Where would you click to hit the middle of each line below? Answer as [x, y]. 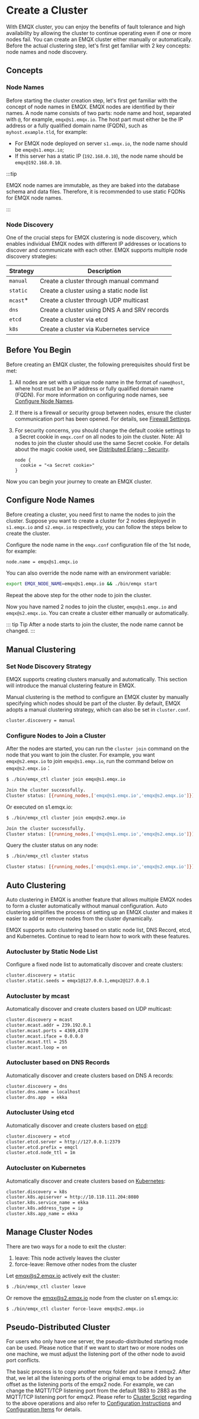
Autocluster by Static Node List [52, 952]
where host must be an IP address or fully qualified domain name [94, 388]
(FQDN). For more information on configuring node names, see [91, 395]
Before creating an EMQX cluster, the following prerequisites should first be [98, 364]
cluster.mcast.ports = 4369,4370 [47, 1031]
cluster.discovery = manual [41, 720]
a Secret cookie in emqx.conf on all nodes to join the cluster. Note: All [98, 437]
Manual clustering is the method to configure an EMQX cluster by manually [97, 697]
